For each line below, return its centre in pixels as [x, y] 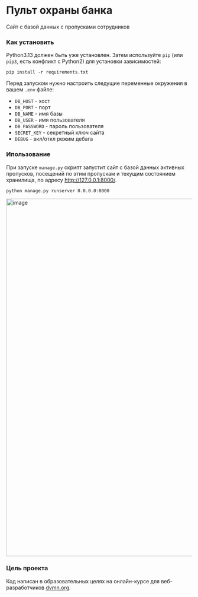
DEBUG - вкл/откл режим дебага [54, 139]
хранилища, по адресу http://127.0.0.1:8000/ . [61, 180]
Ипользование [28, 154]
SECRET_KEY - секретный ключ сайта [59, 133]
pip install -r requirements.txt [47, 72]
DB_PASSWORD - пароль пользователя [59, 126]
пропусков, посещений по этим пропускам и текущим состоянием [91, 173]
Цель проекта [27, 569]
